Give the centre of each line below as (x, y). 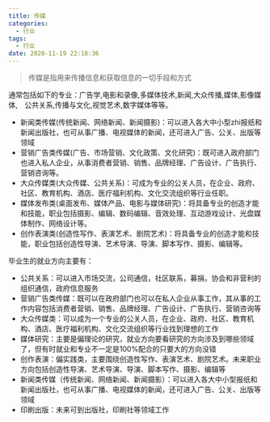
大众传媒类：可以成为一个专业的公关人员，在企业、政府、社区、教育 (133, 318)
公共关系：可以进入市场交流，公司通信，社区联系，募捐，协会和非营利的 (140, 278)
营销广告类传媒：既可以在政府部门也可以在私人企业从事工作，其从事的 (137, 298)
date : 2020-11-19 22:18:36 (54, 53)
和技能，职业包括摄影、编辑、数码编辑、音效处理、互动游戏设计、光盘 (137, 213)
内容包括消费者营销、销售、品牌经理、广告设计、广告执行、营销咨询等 (144, 308)
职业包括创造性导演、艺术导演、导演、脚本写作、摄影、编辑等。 (141, 243)
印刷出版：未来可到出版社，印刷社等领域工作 (95, 409)
